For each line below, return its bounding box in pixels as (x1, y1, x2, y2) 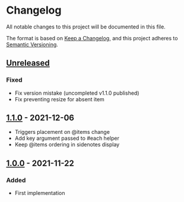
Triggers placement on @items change (14, 129, 110, 136)
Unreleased (6, 58, 50, 68)
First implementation (14, 190, 65, 197)
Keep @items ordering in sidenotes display (14, 141, 120, 148)
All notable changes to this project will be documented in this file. (6, 23, 166, 30)
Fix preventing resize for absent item (14, 95, 105, 102)
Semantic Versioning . (6, 41, 58, 48)
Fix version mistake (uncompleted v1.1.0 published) (14, 89, 139, 97)
